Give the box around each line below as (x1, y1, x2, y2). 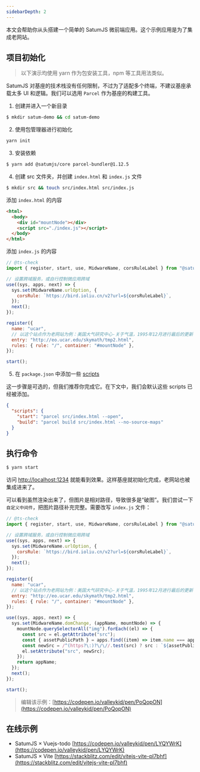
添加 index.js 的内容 (6, 248, 57, 255)
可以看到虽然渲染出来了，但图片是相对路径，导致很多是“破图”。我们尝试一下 (6, 496, 193, 504)
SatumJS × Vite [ (14, 753, 57, 760)
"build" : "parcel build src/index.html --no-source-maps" (17, 419, 164, 425)
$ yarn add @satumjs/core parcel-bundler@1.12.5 (6, 161, 129, 167)
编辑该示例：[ (20, 698, 55, 706)
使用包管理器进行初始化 (14, 126, 73, 133)
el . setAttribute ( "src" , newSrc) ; (21, 648, 105, 654)
